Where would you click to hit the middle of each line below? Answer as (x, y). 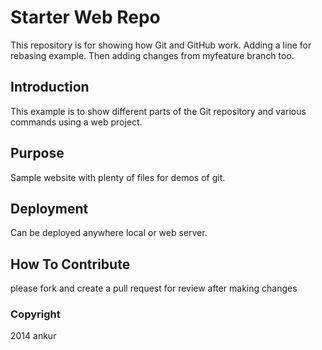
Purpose (37, 153)
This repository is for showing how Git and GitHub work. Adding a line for (161, 45)
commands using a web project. (76, 122)
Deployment (49, 208)
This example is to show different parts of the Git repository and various (158, 111)
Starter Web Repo (85, 17)
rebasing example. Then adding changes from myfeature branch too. (152, 55)
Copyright (35, 314)
